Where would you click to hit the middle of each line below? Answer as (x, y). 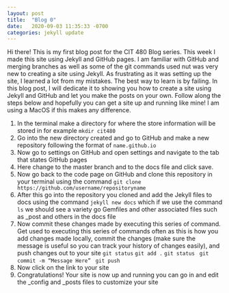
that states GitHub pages (52, 160)
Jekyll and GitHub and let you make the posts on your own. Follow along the (114, 96)
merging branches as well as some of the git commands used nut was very (113, 66)
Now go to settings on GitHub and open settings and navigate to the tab (118, 153)
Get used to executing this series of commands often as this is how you (118, 231)
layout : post (26, 13)
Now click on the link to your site (63, 268)
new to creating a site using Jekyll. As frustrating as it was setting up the (109, 74)
